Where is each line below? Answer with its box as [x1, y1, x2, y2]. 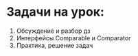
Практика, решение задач [16, 41, 93, 49]
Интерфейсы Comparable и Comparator [16, 33, 131, 42]
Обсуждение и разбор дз [16, 27, 91, 35]
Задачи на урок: [6, 4, 104, 20]
